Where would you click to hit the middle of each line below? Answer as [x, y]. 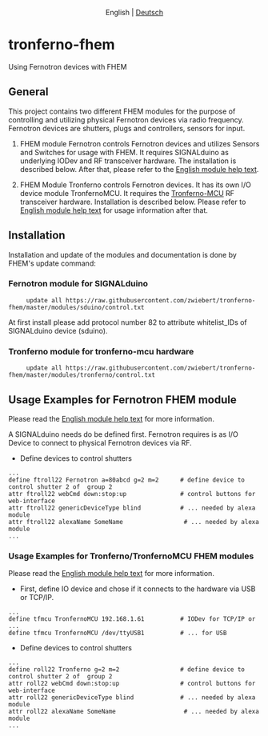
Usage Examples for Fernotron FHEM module [123, 400]
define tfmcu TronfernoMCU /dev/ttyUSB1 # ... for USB [118, 633]
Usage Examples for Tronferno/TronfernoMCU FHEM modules [131, 556]
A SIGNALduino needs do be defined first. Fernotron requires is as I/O [123, 434]
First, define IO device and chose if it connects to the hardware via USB [138, 589]
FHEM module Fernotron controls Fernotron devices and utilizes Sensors [140, 143]
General [29, 92]
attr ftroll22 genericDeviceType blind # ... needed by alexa [132, 508]
